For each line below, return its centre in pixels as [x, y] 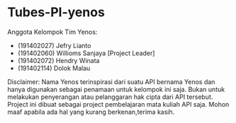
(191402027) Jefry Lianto [54, 45]
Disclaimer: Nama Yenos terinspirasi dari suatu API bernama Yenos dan [111, 81]
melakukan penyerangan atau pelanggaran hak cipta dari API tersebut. [110, 97]
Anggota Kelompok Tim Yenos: [52, 32]
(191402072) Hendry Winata [58, 60]
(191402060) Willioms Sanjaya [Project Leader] [86, 53]
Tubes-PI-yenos [56, 12]
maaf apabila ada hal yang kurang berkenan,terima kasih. [91, 112]
